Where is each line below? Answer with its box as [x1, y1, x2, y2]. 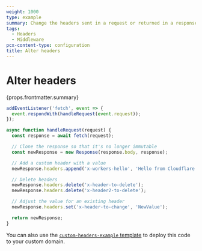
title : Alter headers [6, 48, 61, 54]
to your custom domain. [6, 238, 65, 245]
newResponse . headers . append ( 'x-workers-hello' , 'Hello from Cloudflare [11, 166, 195, 172]
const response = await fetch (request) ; [11, 133, 114, 139]
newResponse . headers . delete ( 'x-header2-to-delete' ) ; [11, 187, 147, 194]
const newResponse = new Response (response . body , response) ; [11, 149, 168, 155]
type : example [6, 14, 42, 20]
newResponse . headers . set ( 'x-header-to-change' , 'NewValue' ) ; [11, 204, 168, 210]
